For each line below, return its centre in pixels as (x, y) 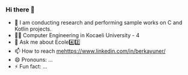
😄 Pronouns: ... (34, 60)
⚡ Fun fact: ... (31, 67)
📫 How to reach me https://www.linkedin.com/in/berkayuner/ (90, 51)
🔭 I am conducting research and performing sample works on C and (98, 23)
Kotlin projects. (33, 29)
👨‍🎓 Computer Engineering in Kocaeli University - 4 (77, 35)
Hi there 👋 (20, 10)
